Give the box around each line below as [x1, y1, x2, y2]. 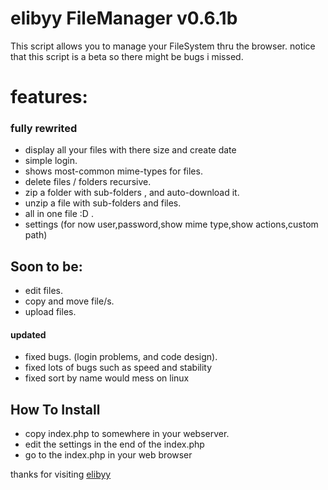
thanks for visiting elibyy [10, 468, 112, 481]
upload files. [24, 306, 77, 318]
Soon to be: [10, 258, 83, 275]
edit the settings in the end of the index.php [24, 438, 205, 451]
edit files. [24, 285, 63, 297]
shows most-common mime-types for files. [24, 165, 203, 177]
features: [10, 86, 88, 109]
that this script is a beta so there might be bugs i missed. [10, 50, 244, 62]
